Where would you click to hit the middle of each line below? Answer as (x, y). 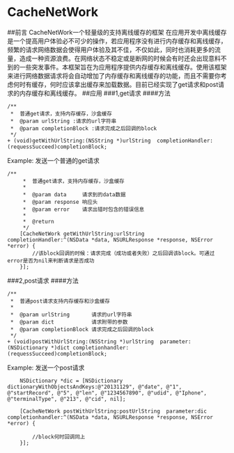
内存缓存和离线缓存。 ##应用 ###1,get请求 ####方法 (95, 93)
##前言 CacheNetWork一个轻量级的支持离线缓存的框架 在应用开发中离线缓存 (117, 32)
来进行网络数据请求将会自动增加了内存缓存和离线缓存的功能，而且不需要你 (114, 75)
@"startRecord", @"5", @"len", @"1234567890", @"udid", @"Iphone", (107, 393)
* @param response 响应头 (60, 202)
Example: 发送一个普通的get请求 (53, 160)
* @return (38, 221)
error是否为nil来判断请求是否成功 (51, 261)
